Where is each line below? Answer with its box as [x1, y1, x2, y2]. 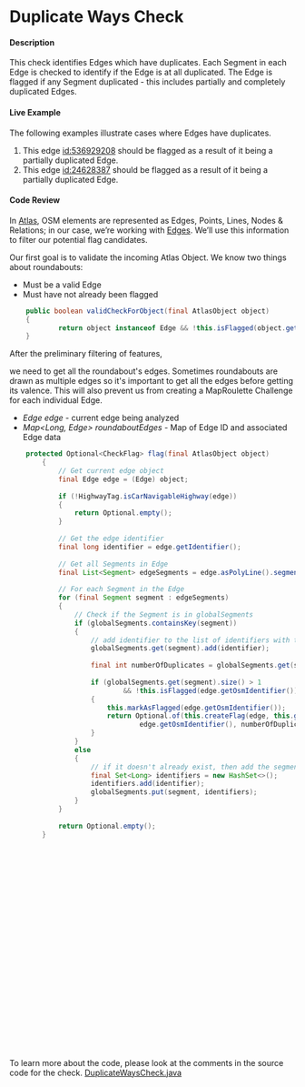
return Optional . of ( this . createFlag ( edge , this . [106, 711, 295, 720]
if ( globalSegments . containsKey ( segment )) [74, 619, 238, 628]
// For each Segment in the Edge [57, 585, 184, 594]
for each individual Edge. [9, 395, 103, 406]
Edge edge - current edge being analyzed [22, 412, 180, 424]
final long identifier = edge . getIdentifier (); [57, 542, 242, 551]
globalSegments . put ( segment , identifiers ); [90, 788, 258, 797]
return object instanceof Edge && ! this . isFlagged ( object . [57, 323, 286, 333]
